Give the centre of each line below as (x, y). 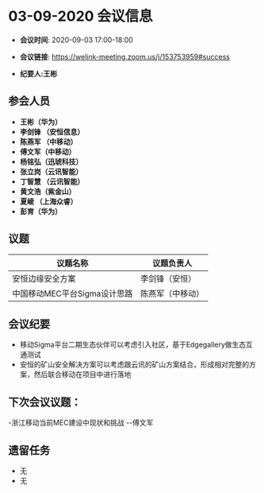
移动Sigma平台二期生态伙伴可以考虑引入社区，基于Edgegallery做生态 (133, 345)
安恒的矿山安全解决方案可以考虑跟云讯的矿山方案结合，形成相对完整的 (134, 365)
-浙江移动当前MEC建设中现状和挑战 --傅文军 (81, 423)
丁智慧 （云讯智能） (52, 181)
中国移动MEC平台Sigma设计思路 (73, 293)
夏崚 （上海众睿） (48, 201)
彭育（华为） (40, 211)
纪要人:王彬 (38, 73)
